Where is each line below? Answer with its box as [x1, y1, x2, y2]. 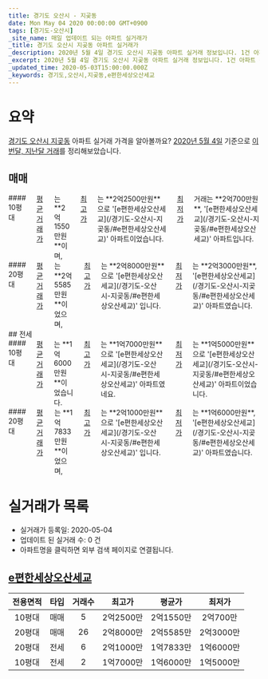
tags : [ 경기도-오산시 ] [8, 26, 74, 34]
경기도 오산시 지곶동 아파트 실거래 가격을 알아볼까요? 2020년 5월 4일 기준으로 [8, 136, 251, 145]
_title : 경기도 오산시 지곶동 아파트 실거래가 [8, 42, 139, 50]
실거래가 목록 [8, 497, 89, 515]
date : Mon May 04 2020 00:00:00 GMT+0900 [8, 19, 148, 27]
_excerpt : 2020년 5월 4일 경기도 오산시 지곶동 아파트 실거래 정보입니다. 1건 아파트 [8, 57, 256, 65]
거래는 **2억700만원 [194, 194, 259, 204]
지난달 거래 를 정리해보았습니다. [25, 145, 121, 156]
